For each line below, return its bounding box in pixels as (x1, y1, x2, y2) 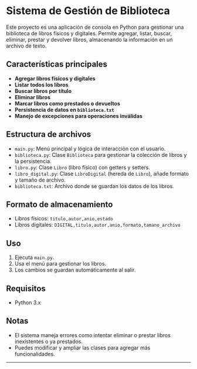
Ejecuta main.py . (14, 254, 55, 261)
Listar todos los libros (14, 81, 69, 88)
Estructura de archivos (6, 129, 91, 139)
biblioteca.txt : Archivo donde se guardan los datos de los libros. (14, 182, 174, 189)
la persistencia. (14, 157, 52, 165)
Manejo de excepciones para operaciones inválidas (14, 112, 142, 119)
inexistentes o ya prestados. (14, 338, 83, 345)
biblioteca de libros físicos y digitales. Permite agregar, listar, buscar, (6, 29, 172, 36)
